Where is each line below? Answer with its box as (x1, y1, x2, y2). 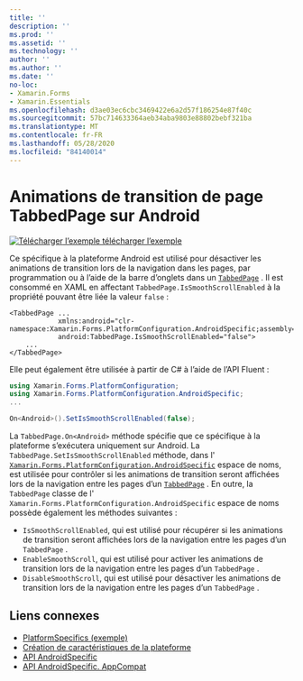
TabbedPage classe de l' (9, 488, 95, 499)
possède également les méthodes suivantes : (9, 507, 178, 519)
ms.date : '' (9, 72, 54, 81)
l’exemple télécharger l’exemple (64, 235, 182, 246)
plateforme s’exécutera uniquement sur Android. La (9, 440, 200, 451)
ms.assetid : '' (9, 38, 67, 48)
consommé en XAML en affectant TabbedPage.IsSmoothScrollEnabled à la (9, 281, 281, 292)
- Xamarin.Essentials (9, 97, 91, 106)
